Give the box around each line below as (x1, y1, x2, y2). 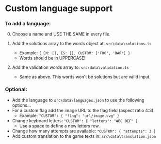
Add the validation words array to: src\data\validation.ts (12, 64, 129, 70)
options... (12, 102, 31, 108)
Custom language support (5, 3, 113, 14)
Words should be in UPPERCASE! (19, 55, 86, 61)
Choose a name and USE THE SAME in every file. (12, 31, 111, 37)
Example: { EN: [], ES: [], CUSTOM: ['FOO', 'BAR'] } (19, 50, 130, 56)
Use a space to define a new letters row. (19, 123, 100, 128)
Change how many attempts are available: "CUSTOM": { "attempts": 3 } (12, 128, 156, 134)
